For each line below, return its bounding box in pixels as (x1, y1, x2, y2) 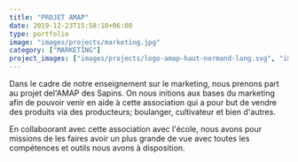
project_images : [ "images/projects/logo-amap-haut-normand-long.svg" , (9, 54, 276, 63)
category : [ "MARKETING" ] (9, 46, 101, 55)
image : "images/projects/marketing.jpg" (9, 37, 161, 47)
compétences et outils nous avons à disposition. (9, 143, 185, 153)
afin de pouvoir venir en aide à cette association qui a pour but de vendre (9, 97, 278, 107)
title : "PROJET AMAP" (9, 12, 90, 22)
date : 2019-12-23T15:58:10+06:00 (9, 21, 133, 30)
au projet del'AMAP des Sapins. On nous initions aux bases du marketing (9, 88, 275, 98)
